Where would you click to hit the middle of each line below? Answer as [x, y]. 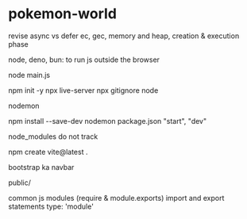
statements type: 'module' [51, 206]
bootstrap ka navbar [41, 167]
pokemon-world [63, 14]
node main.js [29, 75]
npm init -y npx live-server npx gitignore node [83, 90]
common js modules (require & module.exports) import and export [116, 198]
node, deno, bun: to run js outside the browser [84, 60]
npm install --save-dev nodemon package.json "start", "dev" [108, 121]
